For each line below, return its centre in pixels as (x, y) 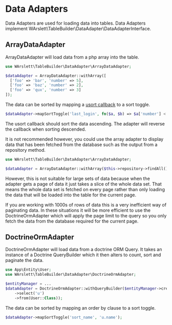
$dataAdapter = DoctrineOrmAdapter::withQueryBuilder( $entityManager (81, 289)
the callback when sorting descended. (46, 129)
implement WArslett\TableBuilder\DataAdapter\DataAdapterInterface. (78, 28)
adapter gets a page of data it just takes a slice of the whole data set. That (84, 184)
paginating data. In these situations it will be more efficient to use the (78, 210)
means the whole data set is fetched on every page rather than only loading (85, 189)
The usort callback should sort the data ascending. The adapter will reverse (85, 124)
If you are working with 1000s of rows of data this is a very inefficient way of (86, 205)
